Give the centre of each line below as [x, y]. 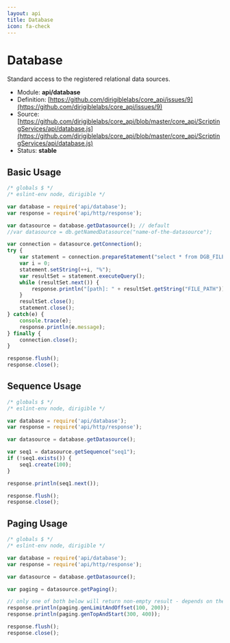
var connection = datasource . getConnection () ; [75, 244]
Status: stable [37, 151]
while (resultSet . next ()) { [59, 282]
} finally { [24, 333]
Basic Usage [34, 172]
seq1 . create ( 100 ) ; [46, 464]
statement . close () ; [47, 308]
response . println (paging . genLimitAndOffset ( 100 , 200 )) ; [88, 608]
